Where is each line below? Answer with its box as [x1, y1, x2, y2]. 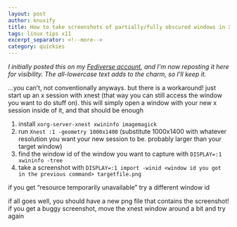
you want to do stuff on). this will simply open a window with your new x [8, 99, 217, 106]
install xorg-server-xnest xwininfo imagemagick [18, 120, 158, 128]
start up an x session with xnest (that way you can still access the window [8, 91, 223, 99]
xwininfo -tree [18, 157, 63, 164]
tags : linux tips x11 [8, 30, 72, 37]
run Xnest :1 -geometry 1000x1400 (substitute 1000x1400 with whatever [18, 128, 227, 135]
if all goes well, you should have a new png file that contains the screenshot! [8, 197, 229, 205]
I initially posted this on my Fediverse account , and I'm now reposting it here [8, 63, 229, 70]
